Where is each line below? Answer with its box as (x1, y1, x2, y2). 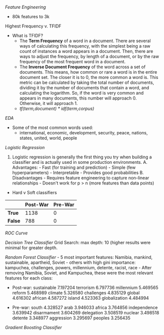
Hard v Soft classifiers (12, 190, 57, 195)
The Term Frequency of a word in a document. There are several (19, 38, 151, 44)
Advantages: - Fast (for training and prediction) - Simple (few (12, 164, 136, 170)
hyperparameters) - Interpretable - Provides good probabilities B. (12, 170, 144, 176)
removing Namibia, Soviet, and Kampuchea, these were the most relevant (5, 270, 153, 276)
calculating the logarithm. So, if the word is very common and (19, 90, 144, 96)
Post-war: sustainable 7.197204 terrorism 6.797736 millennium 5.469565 (12, 284, 159, 290)
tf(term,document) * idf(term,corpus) (19, 105, 94, 111)
